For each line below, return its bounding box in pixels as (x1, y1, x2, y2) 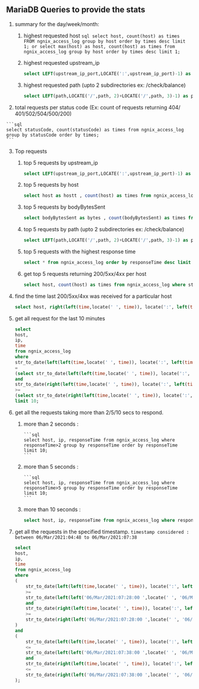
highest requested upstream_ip (23, 59, 100, 66)
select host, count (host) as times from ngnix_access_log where (23, 282, 186, 288)
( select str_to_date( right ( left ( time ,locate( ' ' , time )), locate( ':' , (14, 392, 193, 399)
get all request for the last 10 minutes (14, 314, 105, 322)
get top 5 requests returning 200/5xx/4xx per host (23, 270, 147, 277)
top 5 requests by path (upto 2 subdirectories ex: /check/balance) (23, 226, 185, 233)
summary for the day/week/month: (14, 20, 99, 27)
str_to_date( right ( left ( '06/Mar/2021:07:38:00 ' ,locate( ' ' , (25, 672, 179, 678)
